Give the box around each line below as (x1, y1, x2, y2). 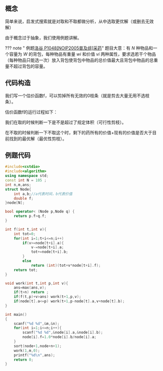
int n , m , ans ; (5, 182, 32, 187)
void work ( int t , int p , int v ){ (5, 281, 68, 286)
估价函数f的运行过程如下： (5, 109, 58, 115)
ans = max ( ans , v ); (14, 285, 47, 290)
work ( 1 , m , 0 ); (14, 348, 40, 353)
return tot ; (14, 267, 38, 273)
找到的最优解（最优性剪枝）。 (9, 135, 67, 142)
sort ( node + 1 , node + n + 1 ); (14, 343, 62, 348)
